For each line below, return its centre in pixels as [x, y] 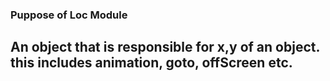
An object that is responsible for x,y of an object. [165, 47]
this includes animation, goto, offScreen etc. [151, 63]
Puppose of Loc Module [69, 15]
